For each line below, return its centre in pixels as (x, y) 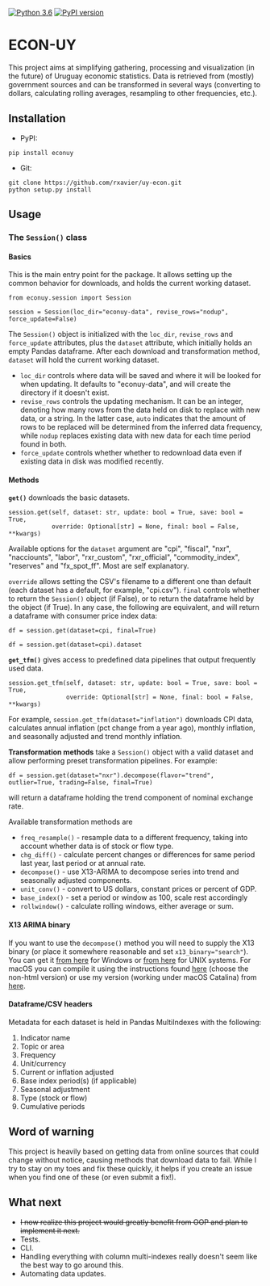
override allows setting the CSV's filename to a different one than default (130, 582)
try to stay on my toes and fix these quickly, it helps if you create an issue (130, 1168)
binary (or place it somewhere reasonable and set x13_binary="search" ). (128, 951)
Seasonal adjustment (55, 1089)
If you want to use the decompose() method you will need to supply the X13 (132, 943)
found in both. (43, 444)
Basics (20, 256)
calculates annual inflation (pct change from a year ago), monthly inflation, (132, 728)
